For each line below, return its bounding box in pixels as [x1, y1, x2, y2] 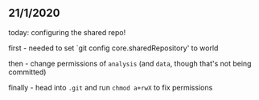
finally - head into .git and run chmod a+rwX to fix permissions [8, 82, 213, 92]
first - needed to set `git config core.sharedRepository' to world [8, 43, 219, 53]
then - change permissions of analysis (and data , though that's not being [8, 58, 252, 68]
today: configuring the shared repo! [8, 27, 126, 37]
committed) [8, 67, 47, 77]
